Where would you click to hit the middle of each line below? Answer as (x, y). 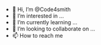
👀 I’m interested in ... (38, 16)
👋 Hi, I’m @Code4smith (41, 9)
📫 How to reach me (37, 36)
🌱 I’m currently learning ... (45, 22)
